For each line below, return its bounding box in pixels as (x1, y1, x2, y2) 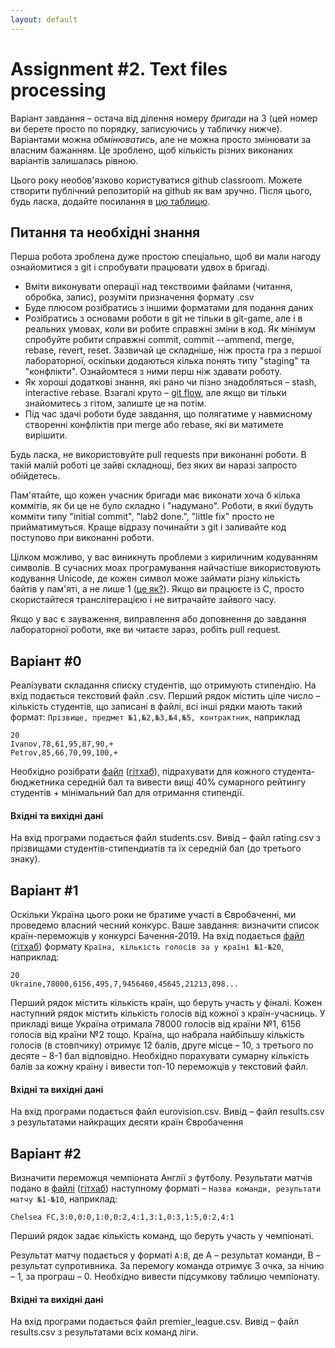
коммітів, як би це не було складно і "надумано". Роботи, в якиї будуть (10, 500, 314, 512)
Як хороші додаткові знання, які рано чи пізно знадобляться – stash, (24, 376, 317, 388)
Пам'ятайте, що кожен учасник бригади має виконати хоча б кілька (10, 489, 301, 501)
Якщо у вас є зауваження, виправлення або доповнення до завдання (10, 613, 307, 625)
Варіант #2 (10, 1145, 82, 1162)
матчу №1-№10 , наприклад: (10, 1193, 118, 1205)
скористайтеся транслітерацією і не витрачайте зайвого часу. (10, 594, 277, 606)
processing (10, 79, 107, 101)
